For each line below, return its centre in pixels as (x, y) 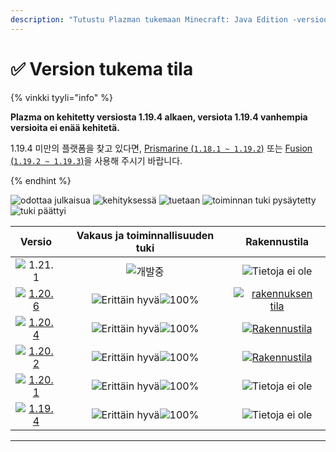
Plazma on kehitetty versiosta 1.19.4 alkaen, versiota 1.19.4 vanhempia (159, 117)
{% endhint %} (41, 180)
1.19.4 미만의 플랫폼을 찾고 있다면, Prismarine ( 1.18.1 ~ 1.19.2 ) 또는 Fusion (161, 148)
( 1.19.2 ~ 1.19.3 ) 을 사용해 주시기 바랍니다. (96, 160)
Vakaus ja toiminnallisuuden (145, 235)
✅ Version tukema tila (102, 68)
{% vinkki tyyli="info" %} (61, 97)
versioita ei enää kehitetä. (65, 127)
